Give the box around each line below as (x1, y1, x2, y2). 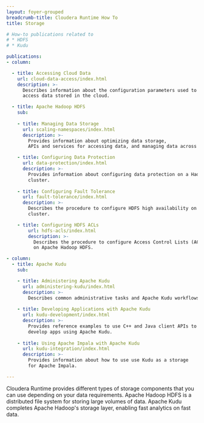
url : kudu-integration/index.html (22, 346, 110, 352)
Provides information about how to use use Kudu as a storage (28, 357, 189, 363)
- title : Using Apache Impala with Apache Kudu (17, 340, 140, 346)
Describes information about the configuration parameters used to (22, 87, 197, 93)
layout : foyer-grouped (6, 9, 64, 15)
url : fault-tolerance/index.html (22, 194, 107, 200)
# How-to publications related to (6, 31, 94, 37)
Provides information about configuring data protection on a (28, 171, 189, 177)
